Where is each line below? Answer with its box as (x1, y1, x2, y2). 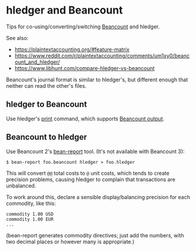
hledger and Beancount (6, 4, 123, 17)
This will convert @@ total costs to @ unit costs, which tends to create (6, 169, 170, 177)
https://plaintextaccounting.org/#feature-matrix (14, 45, 130, 53)
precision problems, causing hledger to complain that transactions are (6, 176, 175, 183)
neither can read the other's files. (6, 82, 87, 89)
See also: (6, 34, 29, 41)
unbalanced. (6, 182, 36, 189)
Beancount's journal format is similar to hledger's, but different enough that (6, 76, 188, 83)
